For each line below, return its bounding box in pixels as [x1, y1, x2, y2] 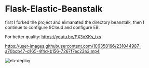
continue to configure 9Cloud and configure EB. [5, 24, 100, 30]
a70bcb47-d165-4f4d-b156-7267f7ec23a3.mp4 [5, 48, 100, 54]
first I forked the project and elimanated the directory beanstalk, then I [5, 19, 145, 25]
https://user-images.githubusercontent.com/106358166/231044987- [5, 43, 141, 49]
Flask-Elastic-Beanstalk [5, 3, 103, 14]
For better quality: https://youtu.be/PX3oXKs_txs [5, 34, 101, 40]
